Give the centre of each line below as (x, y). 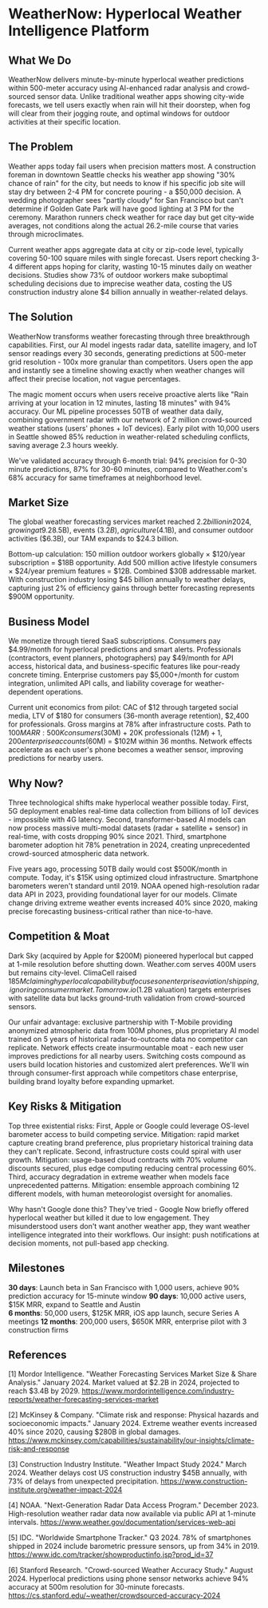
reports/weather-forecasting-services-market (84, 1400)
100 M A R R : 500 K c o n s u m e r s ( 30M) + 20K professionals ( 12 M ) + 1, (115, 733)
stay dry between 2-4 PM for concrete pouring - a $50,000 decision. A (125, 192)
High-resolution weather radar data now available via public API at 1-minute (132, 1514)
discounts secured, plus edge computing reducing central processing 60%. (132, 1168)
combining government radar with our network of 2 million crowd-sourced (130, 419)
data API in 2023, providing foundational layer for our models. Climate (123, 894)
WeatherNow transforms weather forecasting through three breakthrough (129, 336)
